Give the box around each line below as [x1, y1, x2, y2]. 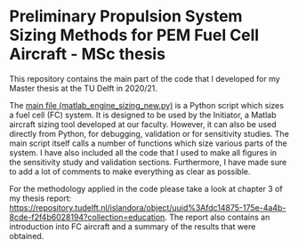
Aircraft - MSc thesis [9, 44, 166, 64]
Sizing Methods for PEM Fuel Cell [9, 25, 260, 45]
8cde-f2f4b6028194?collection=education [9, 212, 165, 222]
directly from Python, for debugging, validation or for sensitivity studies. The [9, 128, 289, 139]
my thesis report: [9, 193, 72, 204]
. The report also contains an [164, 212, 270, 222]
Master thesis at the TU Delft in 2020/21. [9, 83, 158, 93]
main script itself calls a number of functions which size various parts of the [9, 138, 287, 148]
